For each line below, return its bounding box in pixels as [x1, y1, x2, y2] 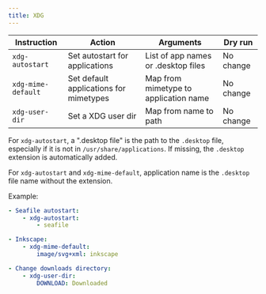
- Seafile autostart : [8, 206, 80, 214]
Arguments [158, 36, 202, 47]
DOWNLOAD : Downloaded [36, 279, 108, 287]
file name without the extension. [8, 175, 113, 186]
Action [89, 36, 116, 47]
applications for [67, 82, 127, 93]
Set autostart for [67, 50, 129, 61]
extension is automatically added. [8, 152, 118, 162]
